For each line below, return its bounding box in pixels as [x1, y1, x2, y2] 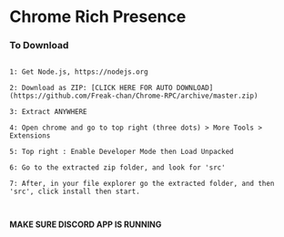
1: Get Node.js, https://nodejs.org [9, 67, 148, 77]
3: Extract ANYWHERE [9, 108, 88, 117]
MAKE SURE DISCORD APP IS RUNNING [9, 219, 162, 230]
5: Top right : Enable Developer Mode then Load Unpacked [9, 148, 234, 157]
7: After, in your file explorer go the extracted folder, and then [9, 180, 275, 189]
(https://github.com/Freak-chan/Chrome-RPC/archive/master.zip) [9, 91, 259, 101]
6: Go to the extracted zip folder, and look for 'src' [9, 163, 226, 172]
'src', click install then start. [9, 187, 141, 197]
